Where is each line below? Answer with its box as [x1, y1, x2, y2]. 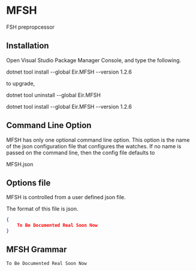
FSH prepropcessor [6, 23, 55, 31]
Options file [6, 178, 51, 188]
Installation [6, 41, 49, 51]
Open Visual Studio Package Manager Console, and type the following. [6, 56, 182, 63]
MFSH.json [6, 160, 34, 168]
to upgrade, [6, 80, 35, 87]
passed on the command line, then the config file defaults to [6, 149, 155, 156]
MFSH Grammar [6, 245, 67, 255]
